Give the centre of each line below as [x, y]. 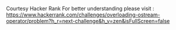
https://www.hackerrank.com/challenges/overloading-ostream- [83, 15]
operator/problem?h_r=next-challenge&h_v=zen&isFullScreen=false [88, 21]
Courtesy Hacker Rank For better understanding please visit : [80, 9]
